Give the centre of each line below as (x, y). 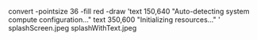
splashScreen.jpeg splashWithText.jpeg (73, 28)
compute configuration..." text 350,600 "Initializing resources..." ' (114, 20)
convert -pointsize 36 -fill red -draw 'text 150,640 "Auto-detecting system (129, 11)
